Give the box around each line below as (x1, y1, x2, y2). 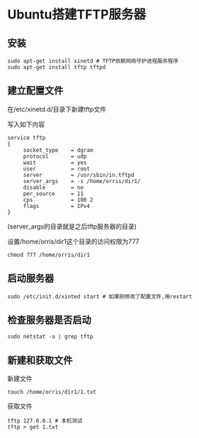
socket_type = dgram (23, 146, 93, 153)
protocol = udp (23, 153, 87, 160)
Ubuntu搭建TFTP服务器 (7, 6, 147, 23)
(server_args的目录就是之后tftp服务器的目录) (7, 221, 137, 231)
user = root (23, 165, 91, 173)
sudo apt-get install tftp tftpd (7, 64, 106, 71)
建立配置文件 (7, 84, 64, 97)
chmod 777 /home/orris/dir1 (7, 251, 91, 258)
